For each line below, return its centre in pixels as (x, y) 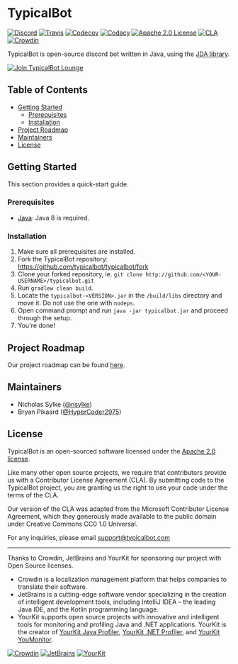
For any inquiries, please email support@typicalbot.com (89, 537)
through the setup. (45, 318)
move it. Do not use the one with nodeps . (76, 303)
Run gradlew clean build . (55, 288)
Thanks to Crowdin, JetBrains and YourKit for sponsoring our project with (114, 558)
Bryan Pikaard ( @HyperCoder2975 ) (69, 412)
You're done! (36, 326)
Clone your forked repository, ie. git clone (80, 274)
